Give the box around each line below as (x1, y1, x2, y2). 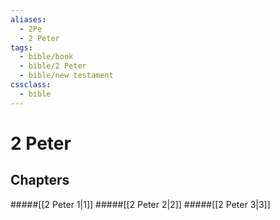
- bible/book (19, 52, 74, 62)
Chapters (10, 172, 70, 189)
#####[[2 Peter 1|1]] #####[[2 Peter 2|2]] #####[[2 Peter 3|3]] (10, 198, 271, 210)
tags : (10, 42, 33, 53)
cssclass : (10, 80, 52, 90)
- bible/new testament (19, 71, 114, 81)
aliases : (10, 14, 47, 25)
